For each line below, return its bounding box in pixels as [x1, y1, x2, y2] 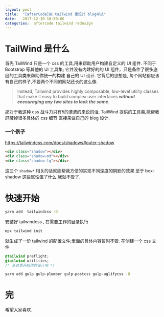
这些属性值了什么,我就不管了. [22, 174, 81, 180]
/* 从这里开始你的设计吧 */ [5, 263, 55, 268]
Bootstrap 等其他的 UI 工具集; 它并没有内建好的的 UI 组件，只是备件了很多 [5, 66, 154, 72]
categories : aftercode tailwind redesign [5, 21, 93, 26]
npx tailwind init [5, 228, 43, 233]
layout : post [5, 7, 32, 12]
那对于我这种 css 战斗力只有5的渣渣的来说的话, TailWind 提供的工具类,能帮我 [5, 109, 160, 115]
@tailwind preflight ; [5, 254, 49, 259]
